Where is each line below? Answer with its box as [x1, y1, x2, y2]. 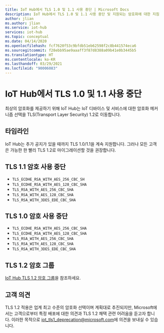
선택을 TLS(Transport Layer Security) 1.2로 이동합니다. [14, 111, 121, 117]
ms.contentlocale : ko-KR [5, 57, 56, 62]
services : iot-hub [5, 30, 42, 35]
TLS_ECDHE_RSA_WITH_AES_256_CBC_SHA [12, 226, 87, 231]
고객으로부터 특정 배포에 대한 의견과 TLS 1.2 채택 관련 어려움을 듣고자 [14, 311, 146, 316]
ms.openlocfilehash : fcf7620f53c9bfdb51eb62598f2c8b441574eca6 [5, 43, 137, 48]
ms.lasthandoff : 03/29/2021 [5, 61, 62, 66]
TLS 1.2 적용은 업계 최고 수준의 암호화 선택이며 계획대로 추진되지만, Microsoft [5, 305, 154, 310]
